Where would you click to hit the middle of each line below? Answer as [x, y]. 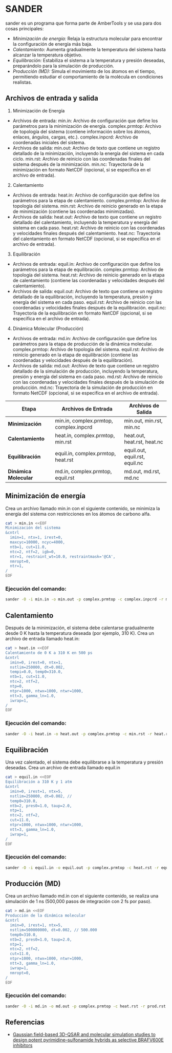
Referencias [25, 1022]
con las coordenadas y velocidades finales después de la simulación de [88, 382]
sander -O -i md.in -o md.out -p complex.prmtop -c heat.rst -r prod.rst [86, 1006]
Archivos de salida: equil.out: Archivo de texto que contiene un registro [88, 291]
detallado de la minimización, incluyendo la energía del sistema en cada [88, 153]
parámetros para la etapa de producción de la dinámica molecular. [83, 344]
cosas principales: [25, 28]
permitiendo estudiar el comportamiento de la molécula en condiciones [88, 76]
